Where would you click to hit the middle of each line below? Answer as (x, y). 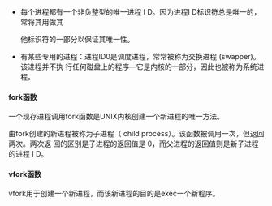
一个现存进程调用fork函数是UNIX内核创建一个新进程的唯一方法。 (117, 117)
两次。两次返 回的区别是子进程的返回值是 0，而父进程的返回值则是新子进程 (134, 144)
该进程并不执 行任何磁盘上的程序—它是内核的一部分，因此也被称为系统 (138, 67)
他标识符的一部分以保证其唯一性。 (77, 39)
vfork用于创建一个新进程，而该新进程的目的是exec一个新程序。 (114, 194)
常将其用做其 (41, 22)
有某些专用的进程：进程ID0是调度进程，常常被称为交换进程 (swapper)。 (140, 56)
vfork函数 (25, 174)
